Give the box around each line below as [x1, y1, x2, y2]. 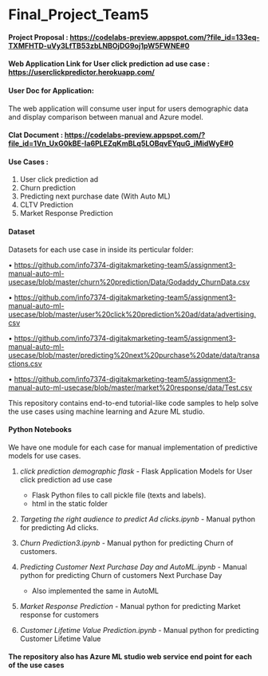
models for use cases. [8, 450, 81, 460]
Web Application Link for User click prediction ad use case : [8, 59, 210, 69]
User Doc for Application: [8, 85, 94, 95]
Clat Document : [8, 130, 64, 140]
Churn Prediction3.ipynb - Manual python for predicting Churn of [19, 538, 234, 548]
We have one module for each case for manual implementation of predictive [8, 442, 258, 452]
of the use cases [8, 660, 65, 670]
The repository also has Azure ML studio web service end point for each [8, 652, 253, 662]
